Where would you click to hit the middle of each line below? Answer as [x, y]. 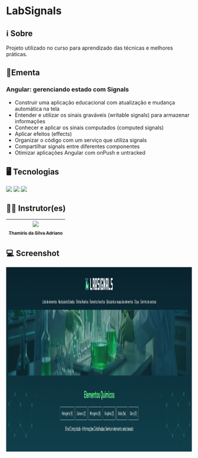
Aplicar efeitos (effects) [43, 133]
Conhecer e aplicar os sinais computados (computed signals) [89, 127]
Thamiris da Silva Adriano [36, 233]
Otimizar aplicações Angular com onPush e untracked [80, 152]
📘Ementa [23, 73]
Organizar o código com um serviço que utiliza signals [81, 140]
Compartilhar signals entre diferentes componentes [77, 146]
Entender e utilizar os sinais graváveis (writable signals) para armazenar [102, 115]
